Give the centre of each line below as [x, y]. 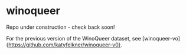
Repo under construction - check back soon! [61, 27]
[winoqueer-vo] [161, 38]
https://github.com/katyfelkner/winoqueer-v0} [64, 45]
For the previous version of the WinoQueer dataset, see [74, 38]
